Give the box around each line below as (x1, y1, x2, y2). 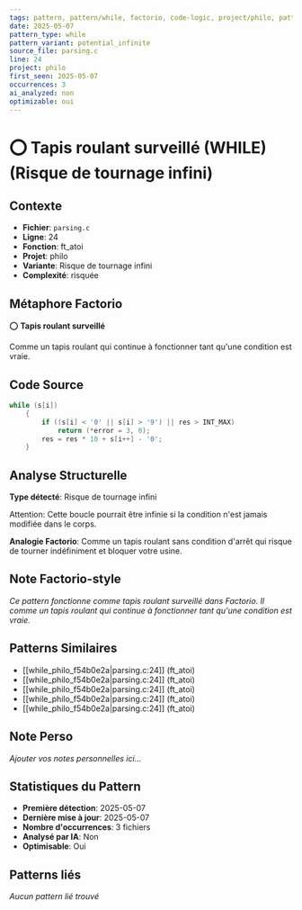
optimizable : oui (9, 96, 75, 106)
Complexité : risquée (22, 270, 99, 281)
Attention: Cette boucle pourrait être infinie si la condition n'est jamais (9, 509, 268, 520)
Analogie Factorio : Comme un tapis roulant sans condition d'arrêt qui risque (9, 536, 292, 547)
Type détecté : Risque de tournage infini (9, 491, 157, 502)
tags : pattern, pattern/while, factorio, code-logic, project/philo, (9, 13, 276, 23)
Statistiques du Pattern (9, 779, 141, 794)
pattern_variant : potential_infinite (9, 38, 151, 48)
